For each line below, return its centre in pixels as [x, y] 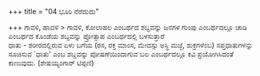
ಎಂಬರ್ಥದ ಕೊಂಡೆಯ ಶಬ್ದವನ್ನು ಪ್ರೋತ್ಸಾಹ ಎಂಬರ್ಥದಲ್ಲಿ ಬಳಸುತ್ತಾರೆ [87, 36]
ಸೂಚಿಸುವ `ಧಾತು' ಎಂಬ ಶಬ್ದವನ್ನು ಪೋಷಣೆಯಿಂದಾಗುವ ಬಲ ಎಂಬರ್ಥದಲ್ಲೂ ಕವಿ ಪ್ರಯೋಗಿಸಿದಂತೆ [121, 54]
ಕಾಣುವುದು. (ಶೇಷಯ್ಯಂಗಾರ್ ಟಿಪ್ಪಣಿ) [51, 63]
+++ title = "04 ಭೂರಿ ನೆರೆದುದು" [54, 11]
